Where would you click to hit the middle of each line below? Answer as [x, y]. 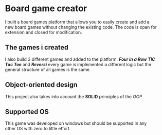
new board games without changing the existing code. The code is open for [81, 27]
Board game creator [46, 8]
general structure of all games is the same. [48, 69]
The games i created [37, 47]
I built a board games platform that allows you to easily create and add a [77, 22]
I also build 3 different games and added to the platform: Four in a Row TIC [80, 59]
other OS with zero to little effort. [38, 129]
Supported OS [27, 111]
